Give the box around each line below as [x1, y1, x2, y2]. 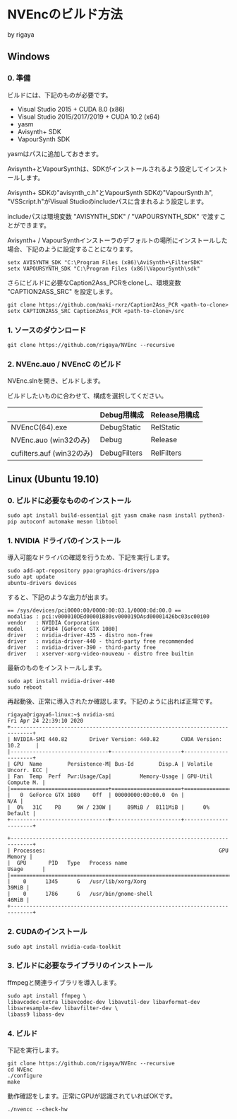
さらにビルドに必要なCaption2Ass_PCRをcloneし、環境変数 [7, 278, 181, 287]
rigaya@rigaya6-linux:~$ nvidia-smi [7, 711, 115, 718]
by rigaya [7, 30, 35, 39]
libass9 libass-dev [7, 1011, 65, 1018]
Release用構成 [150, 410, 200, 420]
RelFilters [150, 448, 182, 458]
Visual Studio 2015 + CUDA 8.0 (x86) [17, 105, 126, 113]
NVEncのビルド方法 [7, 6, 123, 23]
